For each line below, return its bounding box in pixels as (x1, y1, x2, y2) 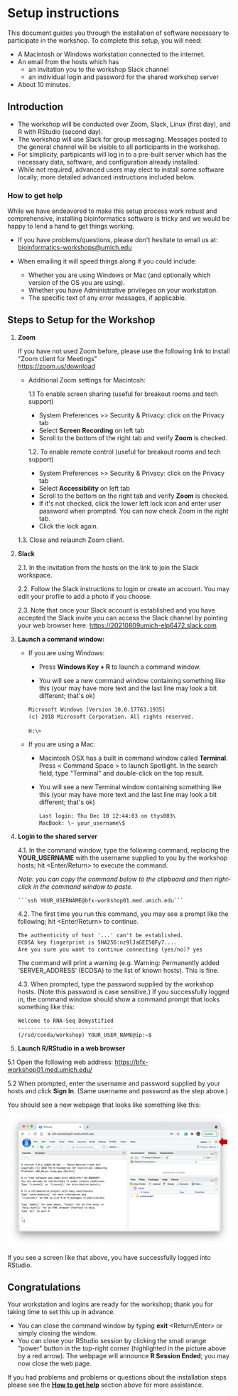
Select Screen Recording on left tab (38, 426, 145, 434)
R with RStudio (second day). (17, 127, 103, 136)
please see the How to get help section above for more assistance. (7, 1380, 204, 1390)
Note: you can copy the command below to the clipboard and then (17, 875, 213, 883)
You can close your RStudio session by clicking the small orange (17, 1337, 207, 1345)
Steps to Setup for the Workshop (7, 314, 156, 326)
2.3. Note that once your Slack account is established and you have (17, 605, 215, 614)
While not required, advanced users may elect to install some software (17, 165, 225, 174)
